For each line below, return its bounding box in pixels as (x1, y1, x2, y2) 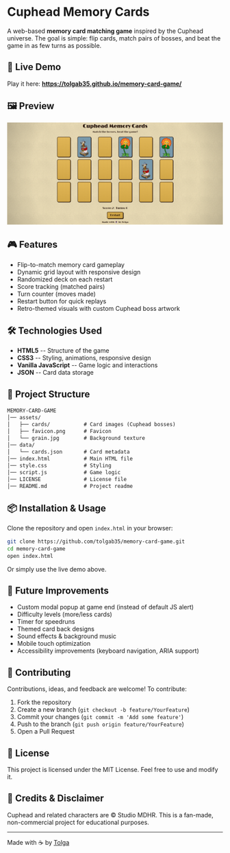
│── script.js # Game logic (7, 469, 121, 476)
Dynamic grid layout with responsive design (16, 268, 141, 276)
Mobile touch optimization (16, 640, 91, 648)
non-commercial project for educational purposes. (7, 818, 149, 826)
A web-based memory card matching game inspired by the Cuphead (7, 27, 204, 35)
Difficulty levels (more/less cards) (16, 610, 113, 618)
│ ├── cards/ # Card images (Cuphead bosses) (7, 421, 176, 428)
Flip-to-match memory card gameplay (16, 260, 125, 268)
